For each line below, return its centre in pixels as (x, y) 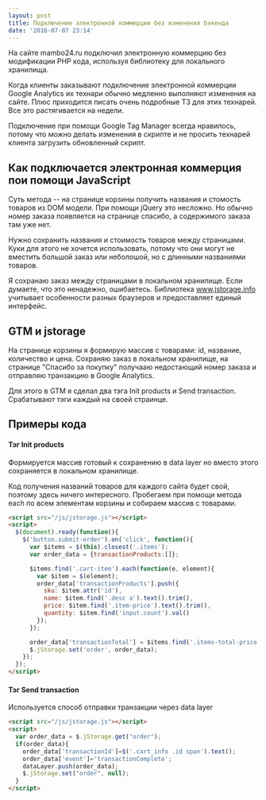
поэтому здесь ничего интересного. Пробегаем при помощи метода (125, 494)
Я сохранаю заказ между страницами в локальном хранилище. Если (125, 281)
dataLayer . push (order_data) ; (71, 766)
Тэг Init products (37, 444)
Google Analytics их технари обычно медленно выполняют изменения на (132, 94)
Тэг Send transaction (44, 690)
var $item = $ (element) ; (78, 576)
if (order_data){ (42, 744)
